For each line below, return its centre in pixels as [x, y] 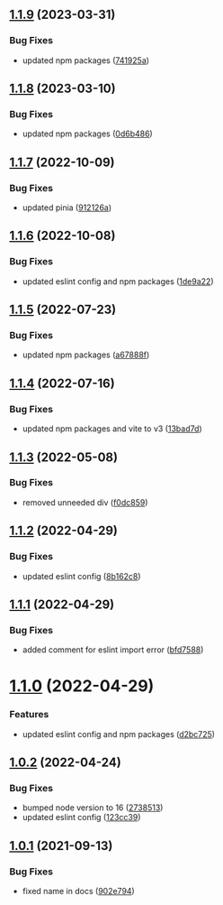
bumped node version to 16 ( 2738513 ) [93, 808]
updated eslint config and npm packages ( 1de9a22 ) [118, 281]
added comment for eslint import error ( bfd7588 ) [113, 650]
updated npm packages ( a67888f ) [86, 355]
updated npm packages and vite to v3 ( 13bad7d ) [112, 429]
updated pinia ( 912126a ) [67, 208]
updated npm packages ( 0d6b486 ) [87, 134]
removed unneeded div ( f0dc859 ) [85, 502]
